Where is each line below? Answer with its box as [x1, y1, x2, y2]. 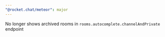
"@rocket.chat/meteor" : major [5, 7, 68, 12]
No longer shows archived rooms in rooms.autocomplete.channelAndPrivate [5, 21, 160, 27]
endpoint [5, 26, 24, 32]
